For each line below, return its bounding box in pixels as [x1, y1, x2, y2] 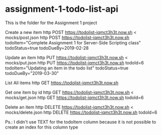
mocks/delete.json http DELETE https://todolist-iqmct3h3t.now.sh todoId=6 [5, 109, 158, 115]
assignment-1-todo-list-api [5, 3, 119, 15]
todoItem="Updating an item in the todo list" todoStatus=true [5, 65, 129, 71]
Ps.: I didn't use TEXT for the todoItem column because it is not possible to [5, 119, 156, 125]
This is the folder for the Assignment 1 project [5, 20, 97, 26]
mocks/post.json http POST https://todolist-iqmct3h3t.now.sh [5, 34, 130, 40]
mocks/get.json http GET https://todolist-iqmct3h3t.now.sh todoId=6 [5, 95, 144, 101]
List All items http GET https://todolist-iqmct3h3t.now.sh [5, 80, 119, 86]
